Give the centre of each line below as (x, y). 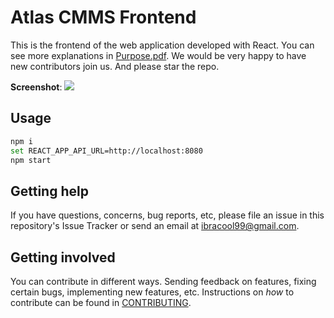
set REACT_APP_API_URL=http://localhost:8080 (106, 151)
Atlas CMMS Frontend (103, 17)
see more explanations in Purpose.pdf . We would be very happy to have (158, 55)
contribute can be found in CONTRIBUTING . (101, 302)
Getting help (49, 191)
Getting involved (63, 257)
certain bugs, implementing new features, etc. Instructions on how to (152, 292)
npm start (31, 160)
